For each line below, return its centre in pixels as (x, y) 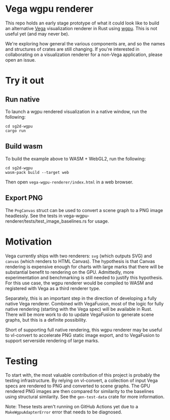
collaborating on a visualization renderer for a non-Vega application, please (84, 55)
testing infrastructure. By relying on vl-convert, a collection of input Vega (82, 381)
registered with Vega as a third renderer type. (53, 288)
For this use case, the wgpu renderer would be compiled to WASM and (79, 283)
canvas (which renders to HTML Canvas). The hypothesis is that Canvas (80, 261)
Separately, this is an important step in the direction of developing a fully (81, 298)
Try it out (25, 81)
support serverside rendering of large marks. (52, 340)
